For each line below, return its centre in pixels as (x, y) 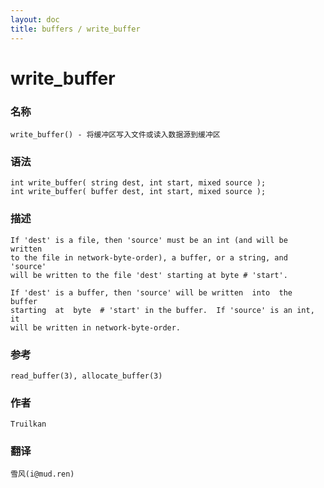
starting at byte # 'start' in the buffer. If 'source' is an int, (162, 310)
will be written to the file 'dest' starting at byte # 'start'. (149, 275)
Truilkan (28, 424)
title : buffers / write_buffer (75, 29)
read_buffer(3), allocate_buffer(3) (86, 376)
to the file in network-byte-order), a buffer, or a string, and (149, 257)
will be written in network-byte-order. (96, 327)
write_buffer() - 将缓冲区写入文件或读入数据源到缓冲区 (115, 134)
